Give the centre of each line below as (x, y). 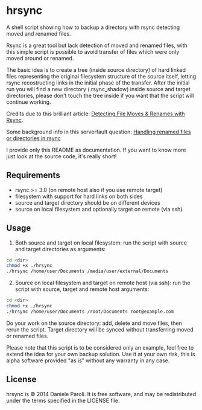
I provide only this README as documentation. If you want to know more (96, 150)
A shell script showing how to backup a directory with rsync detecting (93, 27)
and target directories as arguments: (60, 249)
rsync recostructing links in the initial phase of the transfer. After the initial (98, 83)
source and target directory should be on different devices (88, 202)
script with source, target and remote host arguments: (82, 289)
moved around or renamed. (40, 58)
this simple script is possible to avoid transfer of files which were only (93, 51)
